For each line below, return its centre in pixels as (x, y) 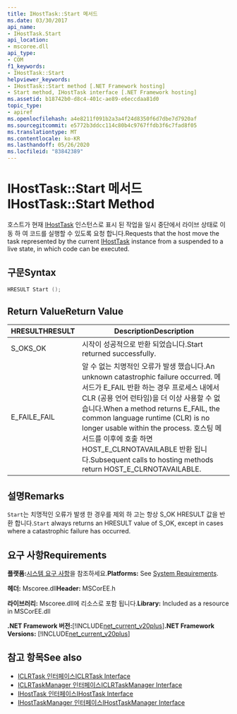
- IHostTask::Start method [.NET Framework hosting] (86, 86)
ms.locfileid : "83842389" (45, 152)
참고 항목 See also (45, 658)
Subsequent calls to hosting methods (152, 460)
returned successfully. (119, 353)
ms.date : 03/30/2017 (38, 20)
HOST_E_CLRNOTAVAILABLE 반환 (137, 449)
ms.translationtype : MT (42, 132)
